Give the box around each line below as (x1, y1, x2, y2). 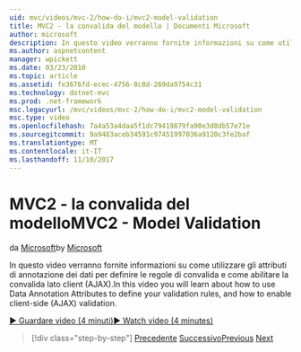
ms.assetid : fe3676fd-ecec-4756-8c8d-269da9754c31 (9, 80, 202, 89)
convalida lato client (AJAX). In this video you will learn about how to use (9, 279, 276, 290)
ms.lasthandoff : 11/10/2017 (9, 154, 115, 164)
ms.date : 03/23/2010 (9, 64, 87, 73)
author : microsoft (9, 30, 78, 39)
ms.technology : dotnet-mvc (9, 88, 110, 97)
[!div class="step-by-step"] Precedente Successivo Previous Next (30, 333, 273, 344)
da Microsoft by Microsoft (9, 242, 103, 253)
